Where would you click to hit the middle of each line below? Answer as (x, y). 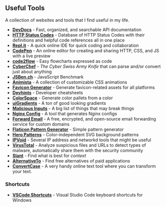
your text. (22, 171)
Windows (22, 200)
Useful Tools (25, 8)
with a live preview (31, 56)
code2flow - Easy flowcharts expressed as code (62, 61)
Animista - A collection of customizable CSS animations (70, 82)
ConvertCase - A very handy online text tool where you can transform (84, 166)
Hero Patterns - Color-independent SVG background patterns (75, 134)
